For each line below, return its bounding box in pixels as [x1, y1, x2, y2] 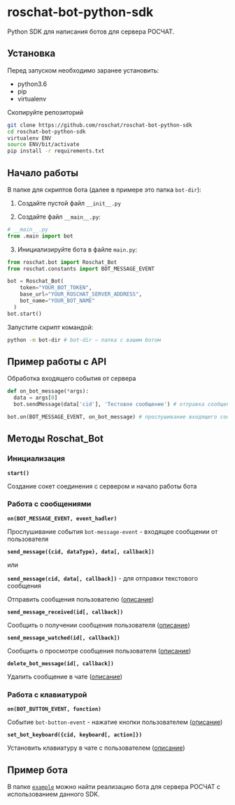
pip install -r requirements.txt [7, 147, 105, 154]
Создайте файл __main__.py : [17, 212, 101, 221]
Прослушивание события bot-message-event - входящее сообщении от [7, 527, 218, 535]
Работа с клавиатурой [7, 690, 87, 699]
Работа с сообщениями [7, 499, 92, 509]
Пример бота [7, 764, 69, 776]
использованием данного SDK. [7, 790, 100, 798]
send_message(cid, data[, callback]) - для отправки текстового [7, 574, 198, 582]
